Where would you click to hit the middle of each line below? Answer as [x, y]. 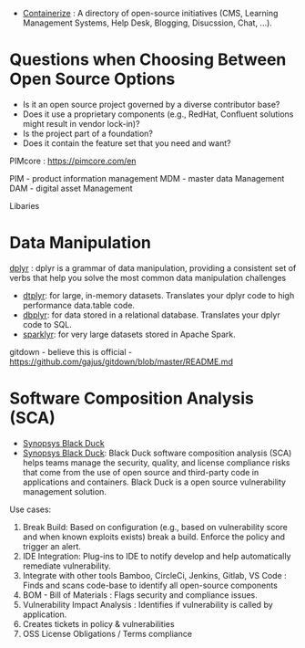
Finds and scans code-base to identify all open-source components [150, 585]
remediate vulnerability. [66, 566]
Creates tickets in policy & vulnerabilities [98, 623]
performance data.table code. [78, 305]
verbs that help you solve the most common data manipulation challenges [148, 277]
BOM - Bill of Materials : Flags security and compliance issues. [140, 595]
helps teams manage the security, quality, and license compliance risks [156, 462]
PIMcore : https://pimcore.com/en [73, 161]
